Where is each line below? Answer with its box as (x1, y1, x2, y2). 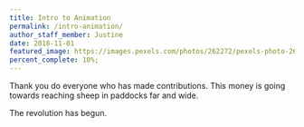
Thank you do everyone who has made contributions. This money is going (9, 81, 286, 91)
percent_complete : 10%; (9, 55, 100, 64)
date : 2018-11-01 (9, 38, 75, 48)
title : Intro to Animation (9, 13, 111, 23)
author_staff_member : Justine (9, 30, 124, 39)
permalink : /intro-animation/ (9, 22, 124, 31)
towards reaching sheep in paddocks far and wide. (9, 90, 199, 101)
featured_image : (9, 47, 71, 56)
